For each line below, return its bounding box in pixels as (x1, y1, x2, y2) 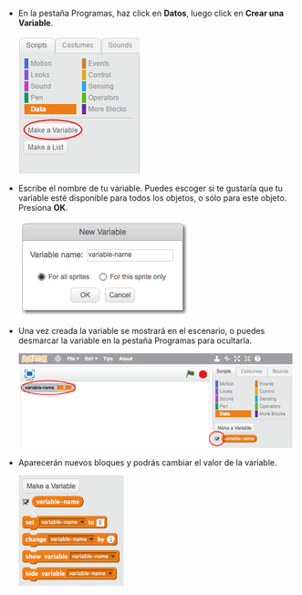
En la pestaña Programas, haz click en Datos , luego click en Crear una (17, 8, 285, 18)
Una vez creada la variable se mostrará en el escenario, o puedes (17, 326, 266, 336)
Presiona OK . (17, 203, 68, 213)
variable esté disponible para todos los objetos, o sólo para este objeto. (17, 193, 287, 204)
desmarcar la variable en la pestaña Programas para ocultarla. (17, 335, 253, 346)
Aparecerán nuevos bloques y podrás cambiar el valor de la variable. (17, 457, 277, 468)
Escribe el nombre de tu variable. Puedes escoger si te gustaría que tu (17, 183, 283, 193)
